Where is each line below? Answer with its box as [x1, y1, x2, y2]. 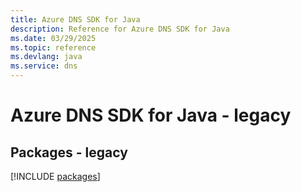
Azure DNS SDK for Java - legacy [10, 104, 292, 127]
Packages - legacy [10, 144, 128, 161]
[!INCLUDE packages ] [10, 171, 101, 182]
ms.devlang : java [10, 52, 83, 62]
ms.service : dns [10, 61, 78, 71]
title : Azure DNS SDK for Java [10, 14, 141, 25]
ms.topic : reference [10, 42, 97, 53]
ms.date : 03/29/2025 [10, 33, 97, 43]
